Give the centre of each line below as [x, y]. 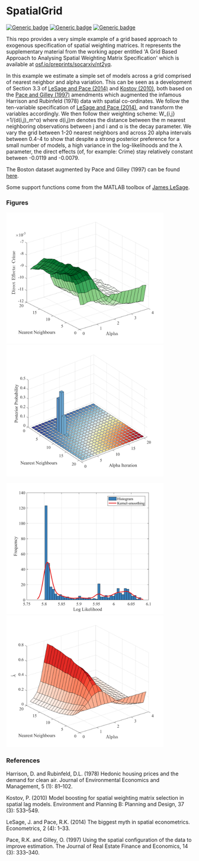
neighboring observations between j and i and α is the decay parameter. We [99, 126]
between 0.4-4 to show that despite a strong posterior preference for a [93, 139]
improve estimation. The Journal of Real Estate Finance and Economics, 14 [97, 846]
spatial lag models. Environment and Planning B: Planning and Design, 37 [95, 804]
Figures [17, 202]
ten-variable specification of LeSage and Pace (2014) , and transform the [95, 107]
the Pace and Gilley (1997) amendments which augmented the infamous [94, 95]
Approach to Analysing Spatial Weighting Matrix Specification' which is [93, 58]
